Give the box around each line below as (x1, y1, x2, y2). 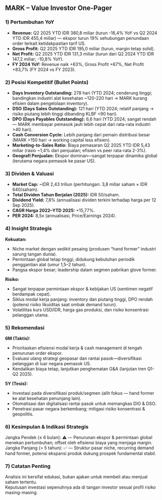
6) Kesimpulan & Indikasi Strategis (5, 423, 89, 430)
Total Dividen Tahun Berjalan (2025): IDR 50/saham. (12, 192, 120, 198)
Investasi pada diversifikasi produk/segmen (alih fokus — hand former (12, 390, 155, 396)
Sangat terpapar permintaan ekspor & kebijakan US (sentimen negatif (12, 285, 153, 292)
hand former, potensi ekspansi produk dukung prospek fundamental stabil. (5, 450, 156, 457)
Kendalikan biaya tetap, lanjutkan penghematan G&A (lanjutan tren (12, 366, 146, 372)
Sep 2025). (12, 202, 35, 208)
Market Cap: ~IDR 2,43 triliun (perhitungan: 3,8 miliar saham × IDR (12, 182, 147, 187)
